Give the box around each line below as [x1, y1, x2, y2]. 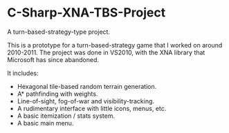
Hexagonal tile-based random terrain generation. [17, 82, 157, 90]
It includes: [7, 69, 39, 77]
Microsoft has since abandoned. [7, 55, 99, 63]
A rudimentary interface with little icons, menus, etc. [17, 104, 167, 112]
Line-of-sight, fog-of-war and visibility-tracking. [17, 96, 154, 105]
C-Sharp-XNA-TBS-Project [7, 5, 166, 21]
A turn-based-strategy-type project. [7, 28, 111, 36]
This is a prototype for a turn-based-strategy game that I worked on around [7, 41, 223, 49]
